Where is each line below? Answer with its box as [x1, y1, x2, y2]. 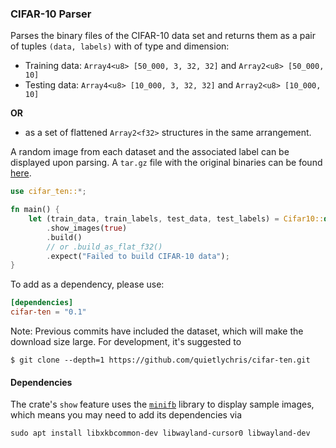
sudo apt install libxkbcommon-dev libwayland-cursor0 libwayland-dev [10, 428, 311, 439]
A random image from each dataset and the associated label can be [10, 146, 290, 158]
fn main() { [10, 205, 60, 215]
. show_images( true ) [46, 223, 128, 233]
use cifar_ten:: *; [10, 187, 87, 197]
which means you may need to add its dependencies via [10, 409, 243, 421]
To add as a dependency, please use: [10, 278, 165, 291]
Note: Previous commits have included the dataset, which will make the [10, 325, 304, 337]
